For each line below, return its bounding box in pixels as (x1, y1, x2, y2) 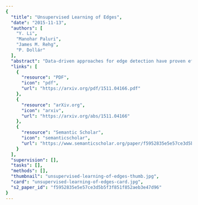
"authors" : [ (11, 25, 43, 31)
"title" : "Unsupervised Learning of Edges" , (11, 14, 122, 20)
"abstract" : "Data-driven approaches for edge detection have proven (11, 58, 186, 64)
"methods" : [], (11, 168, 48, 174)
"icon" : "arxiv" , (21, 108, 64, 113)
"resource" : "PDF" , (21, 74, 69, 80)
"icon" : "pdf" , (21, 80, 59, 86)
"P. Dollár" (16, 47, 46, 53)
